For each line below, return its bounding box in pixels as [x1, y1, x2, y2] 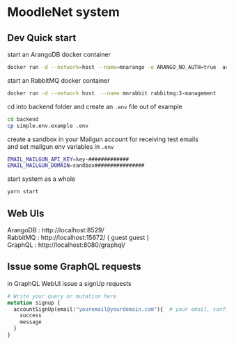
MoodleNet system [7, 4, 120, 20]
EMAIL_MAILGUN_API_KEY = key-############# [7, 156, 130, 163]
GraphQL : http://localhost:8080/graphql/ [7, 241, 125, 249]
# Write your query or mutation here [7, 293, 117, 300]
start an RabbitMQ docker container [7, 76, 110, 84]
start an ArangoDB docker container [7, 50, 111, 58]
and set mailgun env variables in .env [7, 142, 114, 150]
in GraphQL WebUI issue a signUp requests [7, 279, 132, 287]
